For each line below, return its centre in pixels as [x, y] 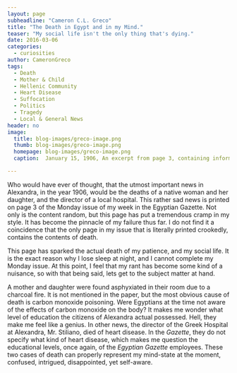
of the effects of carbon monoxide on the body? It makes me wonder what [115, 309]
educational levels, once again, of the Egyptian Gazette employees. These [115, 347]
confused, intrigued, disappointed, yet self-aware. [80, 362]
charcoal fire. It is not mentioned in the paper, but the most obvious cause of [119, 295]
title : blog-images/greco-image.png [67, 138]
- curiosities [34, 54]
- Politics [30, 106]
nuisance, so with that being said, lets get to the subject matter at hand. [111, 273]
